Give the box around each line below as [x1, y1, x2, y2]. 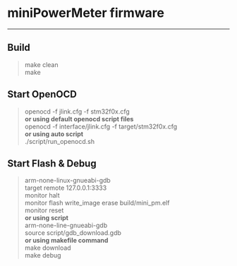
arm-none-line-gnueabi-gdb [24, 221, 108, 230]
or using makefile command [24, 236, 109, 245]
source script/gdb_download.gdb [24, 229, 122, 237]
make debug [24, 251, 61, 260]
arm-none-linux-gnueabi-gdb [24, 176, 111, 185]
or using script [24, 214, 69, 222]
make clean [24, 60, 59, 68]
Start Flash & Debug [7, 157, 97, 169]
